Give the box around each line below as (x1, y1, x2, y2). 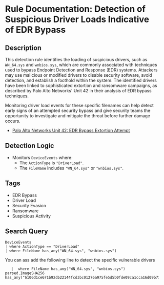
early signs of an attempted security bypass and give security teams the (5, 108, 151, 113)
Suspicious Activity (12, 213, 51, 219)
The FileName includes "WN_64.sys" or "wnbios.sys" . (19, 165, 123, 171)
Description (5, 44, 41, 52)
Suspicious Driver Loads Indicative (5, 14, 149, 25)
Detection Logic (5, 142, 55, 150)
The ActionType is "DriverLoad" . (19, 160, 84, 166)
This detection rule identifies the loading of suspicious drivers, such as (5, 57, 147, 62)
